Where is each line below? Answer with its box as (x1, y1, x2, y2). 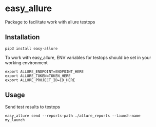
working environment (5, 59, 48, 66)
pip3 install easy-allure (5, 46, 58, 51)
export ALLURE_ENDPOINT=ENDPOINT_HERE (5, 69, 84, 74)
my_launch (5, 117, 25, 122)
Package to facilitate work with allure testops (5, 19, 96, 25)
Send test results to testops (5, 104, 60, 109)
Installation (5, 33, 40, 41)
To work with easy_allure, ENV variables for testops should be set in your (5, 54, 151, 60)
